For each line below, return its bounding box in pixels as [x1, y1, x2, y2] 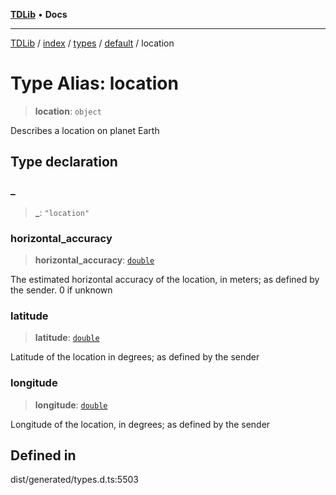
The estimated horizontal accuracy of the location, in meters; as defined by [10, 273, 320, 285]
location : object [34, 105, 102, 117]
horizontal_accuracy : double [34, 254, 155, 266]
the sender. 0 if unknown [10, 284, 113, 296]
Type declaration [10, 154, 118, 171]
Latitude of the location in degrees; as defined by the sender [10, 351, 260, 363]
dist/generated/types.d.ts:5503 [10, 474, 139, 486]
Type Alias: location [10, 72, 179, 95]
